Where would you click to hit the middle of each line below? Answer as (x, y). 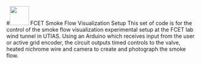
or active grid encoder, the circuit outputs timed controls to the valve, (93, 42)
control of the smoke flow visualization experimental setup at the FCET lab (100, 30)
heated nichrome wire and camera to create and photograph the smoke (96, 49)
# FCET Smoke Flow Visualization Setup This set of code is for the (99, 23)
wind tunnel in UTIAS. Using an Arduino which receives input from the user (100, 36)
